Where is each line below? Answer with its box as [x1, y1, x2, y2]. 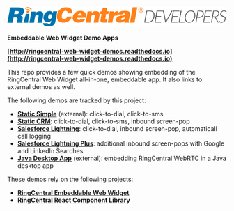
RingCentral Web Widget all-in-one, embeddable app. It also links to [7, 75, 203, 84]
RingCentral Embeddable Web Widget [17, 188, 130, 196]
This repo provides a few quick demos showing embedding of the [7, 68, 196, 76]
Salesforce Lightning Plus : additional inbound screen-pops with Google [17, 139, 225, 148]
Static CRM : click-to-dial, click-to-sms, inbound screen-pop [17, 117, 190, 125]
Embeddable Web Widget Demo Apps [7, 33, 118, 42]
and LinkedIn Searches [17, 146, 84, 155]
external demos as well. [7, 82, 75, 91]
